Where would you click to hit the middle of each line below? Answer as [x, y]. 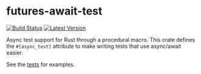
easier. [15, 52]
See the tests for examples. [41, 64]
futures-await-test [54, 11]
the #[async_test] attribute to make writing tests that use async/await [94, 46]
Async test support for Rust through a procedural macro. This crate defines [101, 39]
